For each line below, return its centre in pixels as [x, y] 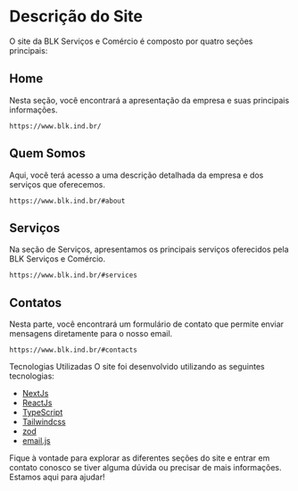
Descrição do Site [76, 17]
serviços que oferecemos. [57, 184]
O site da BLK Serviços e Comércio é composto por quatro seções [131, 41]
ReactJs [37, 403]
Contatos [36, 302]
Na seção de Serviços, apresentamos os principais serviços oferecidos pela [149, 250]
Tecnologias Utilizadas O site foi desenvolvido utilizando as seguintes [137, 367]
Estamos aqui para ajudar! [57, 477]
